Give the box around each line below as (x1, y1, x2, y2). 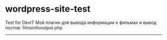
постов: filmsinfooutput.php (5, 24, 63, 30)
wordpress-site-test (5, 3, 91, 15)
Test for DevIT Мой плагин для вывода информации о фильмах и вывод (5, 20, 157, 25)
